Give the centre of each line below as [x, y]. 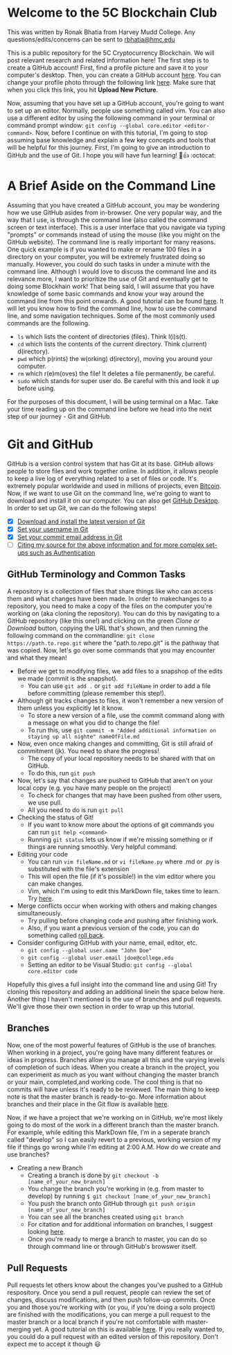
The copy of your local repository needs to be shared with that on [121, 758]
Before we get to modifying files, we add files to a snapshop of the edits [120, 671]
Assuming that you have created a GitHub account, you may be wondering [114, 205]
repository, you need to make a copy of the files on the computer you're [110, 606]
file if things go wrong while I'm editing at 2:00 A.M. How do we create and [114, 1147]
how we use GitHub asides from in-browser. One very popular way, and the [115, 212]
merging [19, 1329]
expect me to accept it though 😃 [54, 1344]
